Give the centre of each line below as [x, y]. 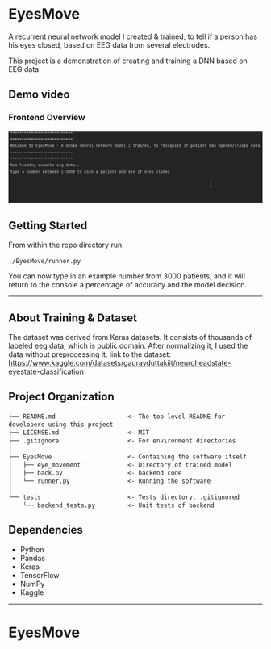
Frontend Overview [47, 118]
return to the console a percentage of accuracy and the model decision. [128, 285]
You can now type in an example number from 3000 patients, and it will [127, 276]
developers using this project [61, 425]
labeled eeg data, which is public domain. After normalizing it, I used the [128, 346]
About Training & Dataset [73, 318]
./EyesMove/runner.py [45, 262]
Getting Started [48, 226]
